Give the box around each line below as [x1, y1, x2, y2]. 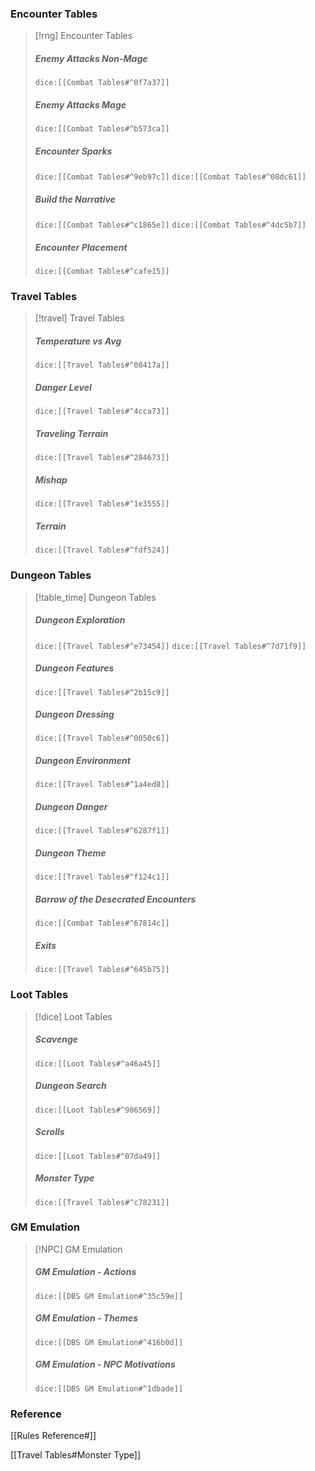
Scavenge [34, 1033, 78, 1046]
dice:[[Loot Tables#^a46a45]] [34, 1058, 162, 1069]
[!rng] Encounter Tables [34, 30, 133, 42]
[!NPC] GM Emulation [34, 1243, 123, 1255]
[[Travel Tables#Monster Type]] [10, 1449, 142, 1461]
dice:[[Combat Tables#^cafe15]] [34, 267, 170, 277]
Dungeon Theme [34, 847, 107, 859]
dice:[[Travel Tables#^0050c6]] [34, 733, 170, 744]
